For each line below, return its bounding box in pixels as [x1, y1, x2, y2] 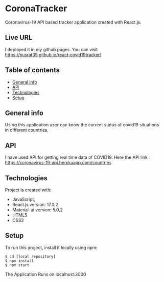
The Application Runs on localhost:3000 [5, 271, 87, 277]
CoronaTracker [5, 3, 68, 14]
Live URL [5, 33, 33, 42]
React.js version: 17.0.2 [12, 202, 59, 207]
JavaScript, [12, 197, 36, 202]
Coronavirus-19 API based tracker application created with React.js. [5, 19, 142, 25]
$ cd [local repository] [5, 254, 56, 259]
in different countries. [5, 127, 49, 133]
